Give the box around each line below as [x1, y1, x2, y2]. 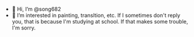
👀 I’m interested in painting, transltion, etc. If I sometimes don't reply [11, 12, 181, 19]
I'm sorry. [11, 24, 36, 31]
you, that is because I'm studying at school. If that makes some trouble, [11, 18, 189, 25]
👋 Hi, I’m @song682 [11, 6, 62, 12]
